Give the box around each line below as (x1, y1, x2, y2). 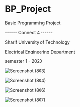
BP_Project (5, 3, 51, 15)
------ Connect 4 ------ (5, 29, 53, 35)
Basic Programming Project (5, 20, 61, 26)
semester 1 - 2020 (5, 58, 42, 64)
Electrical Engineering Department (5, 49, 75, 54)
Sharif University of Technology (5, 39, 70, 45)
